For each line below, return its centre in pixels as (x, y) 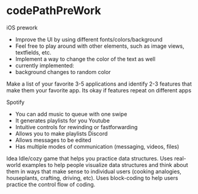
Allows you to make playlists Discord (62, 133)
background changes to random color (63, 72)
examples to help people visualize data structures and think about (105, 165)
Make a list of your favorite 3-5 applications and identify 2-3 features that (99, 84)
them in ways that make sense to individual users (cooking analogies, (94, 171)
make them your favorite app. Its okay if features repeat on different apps (99, 90)
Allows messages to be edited (53, 140)
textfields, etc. (33, 52)
